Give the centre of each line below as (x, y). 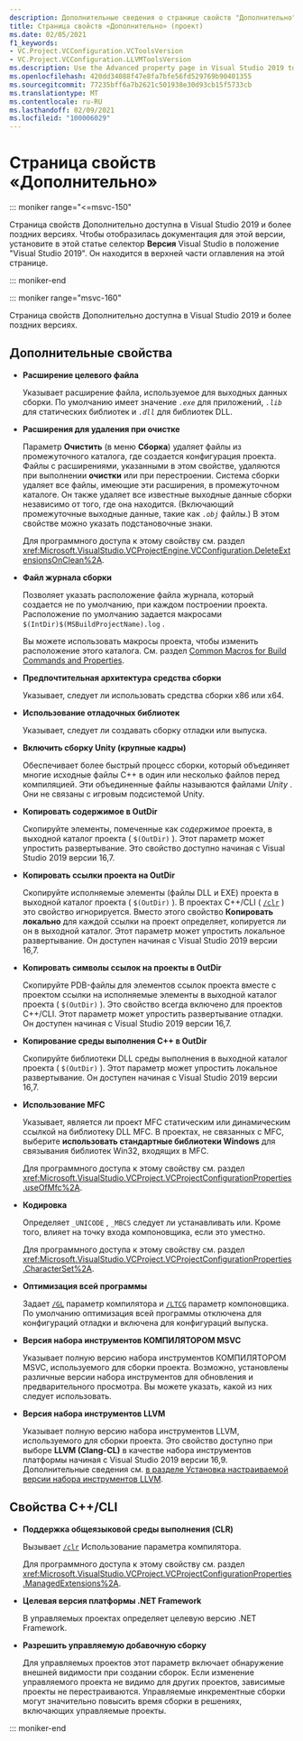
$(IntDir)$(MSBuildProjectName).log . (93, 623)
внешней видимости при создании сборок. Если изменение (138, 1672)
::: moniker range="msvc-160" (65, 298)
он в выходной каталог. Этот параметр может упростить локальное (154, 931)
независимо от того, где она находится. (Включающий (128, 504)
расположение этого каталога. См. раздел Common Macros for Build (154, 650)
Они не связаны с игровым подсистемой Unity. (114, 794)
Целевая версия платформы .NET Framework (112, 1600)
